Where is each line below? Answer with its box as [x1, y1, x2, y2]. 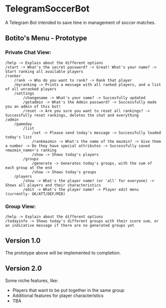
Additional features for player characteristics [12, 293, 104, 299]
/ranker [5, 73, 21, 78]
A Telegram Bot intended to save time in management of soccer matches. [5, 19, 156, 25]
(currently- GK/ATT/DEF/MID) [5, 191, 66, 196]
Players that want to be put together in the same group [12, 287, 125, 293]
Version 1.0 [5, 237, 41, 245]
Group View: [5, 203, 36, 210]
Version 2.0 [5, 264, 42, 273]
